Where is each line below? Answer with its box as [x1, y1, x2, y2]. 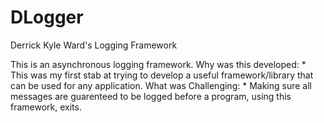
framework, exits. [10, 101, 82, 113]
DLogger [10, 6, 84, 29]
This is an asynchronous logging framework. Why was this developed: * [10, 58, 307, 70]
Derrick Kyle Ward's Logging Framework [10, 39, 178, 51]
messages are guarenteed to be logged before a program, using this [10, 90, 292, 102]
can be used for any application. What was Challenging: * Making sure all [10, 79, 312, 91]
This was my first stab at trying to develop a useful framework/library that [10, 69, 314, 81]
